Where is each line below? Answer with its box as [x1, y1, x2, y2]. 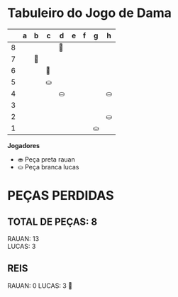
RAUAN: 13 [7, 234, 40, 242]
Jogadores [7, 141, 40, 150]
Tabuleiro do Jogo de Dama [7, 5, 172, 21]
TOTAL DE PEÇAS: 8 [7, 215, 98, 228]
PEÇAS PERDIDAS [7, 188, 115, 203]
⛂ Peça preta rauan [17, 155, 76, 164]
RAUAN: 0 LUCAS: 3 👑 [7, 281, 73, 290]
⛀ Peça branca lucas [17, 162, 79, 171]
